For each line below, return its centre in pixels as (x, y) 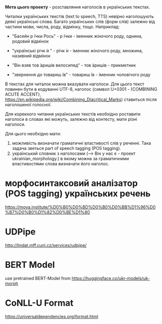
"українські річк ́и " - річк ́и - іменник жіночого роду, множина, (77, 51)
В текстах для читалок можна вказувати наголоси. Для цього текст (75, 84)
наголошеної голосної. (28, 105)
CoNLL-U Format (39, 303)
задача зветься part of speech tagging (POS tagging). (66, 148)
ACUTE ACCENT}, (23, 94)
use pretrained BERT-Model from (38, 278)
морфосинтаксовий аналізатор (71, 183)
